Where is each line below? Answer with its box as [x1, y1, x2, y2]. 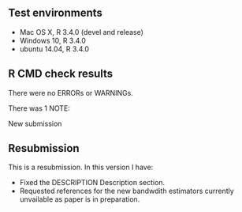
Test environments [8, 6, 102, 20]
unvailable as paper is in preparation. [19, 195, 140, 204]
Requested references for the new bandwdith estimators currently [19, 186, 234, 196]
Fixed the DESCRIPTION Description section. [19, 178, 166, 187]
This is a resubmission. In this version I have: [8, 162, 154, 172]
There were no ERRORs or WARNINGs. [8, 88, 134, 97]
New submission [8, 119, 62, 128]
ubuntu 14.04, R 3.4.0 [19, 44, 89, 54]
